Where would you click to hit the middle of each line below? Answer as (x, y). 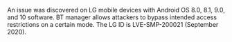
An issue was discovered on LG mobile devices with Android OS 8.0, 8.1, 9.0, (116, 10)
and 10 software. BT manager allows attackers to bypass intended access (112, 17)
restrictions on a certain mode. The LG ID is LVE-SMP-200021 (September (113, 24)
